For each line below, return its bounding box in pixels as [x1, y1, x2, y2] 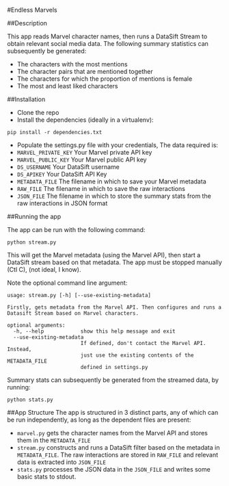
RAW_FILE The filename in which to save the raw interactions [16, 185, 186, 192]
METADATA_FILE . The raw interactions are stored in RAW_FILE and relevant [16, 451, 219, 459]
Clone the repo [16, 109, 59, 116]
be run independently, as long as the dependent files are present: [7, 415, 191, 424]
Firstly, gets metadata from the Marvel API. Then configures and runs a [7, 304, 222, 311]
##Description [7, 19, 48, 27]
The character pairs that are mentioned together [16, 68, 153, 75]
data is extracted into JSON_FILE [16, 458, 106, 466]
